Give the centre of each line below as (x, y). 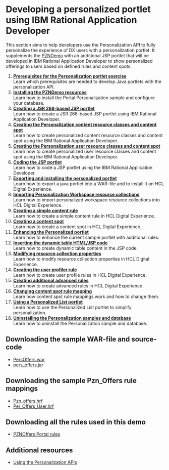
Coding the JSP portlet (37, 162)
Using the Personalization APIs (45, 462)
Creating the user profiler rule (45, 270)
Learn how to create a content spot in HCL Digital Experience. (77, 227)
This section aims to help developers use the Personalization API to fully (81, 45)
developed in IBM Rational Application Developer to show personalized (79, 61)
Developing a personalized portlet (78, 9)
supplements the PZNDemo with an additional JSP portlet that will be (77, 55)
